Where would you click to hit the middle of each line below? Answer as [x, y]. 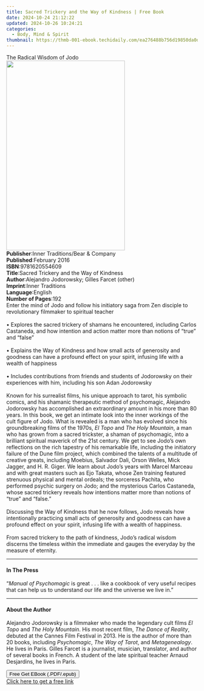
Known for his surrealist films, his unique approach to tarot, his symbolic [97, 396]
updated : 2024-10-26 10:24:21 [45, 23]
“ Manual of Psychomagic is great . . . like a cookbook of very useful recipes [101, 584]
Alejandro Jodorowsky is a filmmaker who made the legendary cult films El [100, 623]
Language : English [29, 292]
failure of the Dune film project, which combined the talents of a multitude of [102, 454]
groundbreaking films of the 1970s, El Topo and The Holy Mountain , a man [99, 428]
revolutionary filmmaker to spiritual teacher [60, 311]
